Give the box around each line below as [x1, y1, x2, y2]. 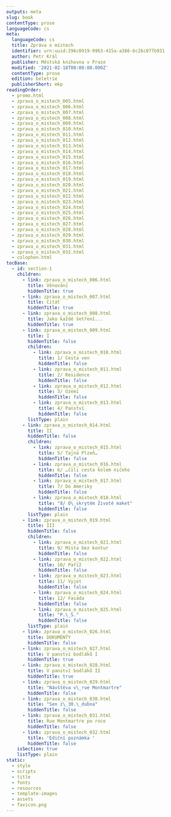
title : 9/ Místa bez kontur [38, 545, 109, 551]
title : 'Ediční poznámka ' [28, 735, 95, 741]
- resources [11, 785, 42, 791]
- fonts [11, 779, 31, 786]
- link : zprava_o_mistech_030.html [22, 696, 112, 702]
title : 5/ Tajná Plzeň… [38, 450, 98, 456]
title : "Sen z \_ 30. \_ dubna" [28, 701, 98, 708]
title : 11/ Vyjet [38, 579, 82, 585]
